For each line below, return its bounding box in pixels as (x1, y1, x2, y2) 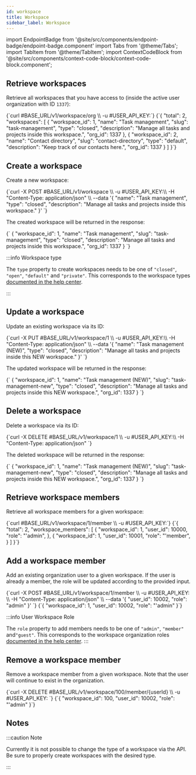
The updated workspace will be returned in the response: (6, 365, 147, 372)
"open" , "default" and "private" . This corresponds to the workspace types (6, 272, 191, 279)
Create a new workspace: (6, 176, 69, 184)
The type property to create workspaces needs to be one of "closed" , (6, 265, 177, 273)
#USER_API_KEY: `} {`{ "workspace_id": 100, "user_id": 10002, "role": (6, 695, 175, 702)
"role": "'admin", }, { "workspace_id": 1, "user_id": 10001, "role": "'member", (6, 532, 191, 539)
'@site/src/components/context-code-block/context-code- (6, 55, 151, 62)
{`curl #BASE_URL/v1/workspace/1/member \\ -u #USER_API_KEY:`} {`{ (6, 520, 179, 527)
